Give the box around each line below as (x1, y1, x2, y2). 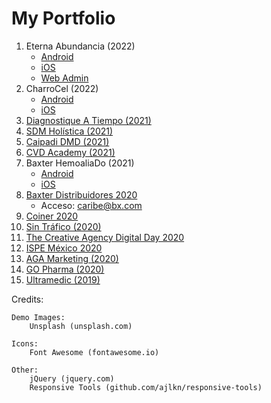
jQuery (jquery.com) (29, 373, 115, 384)
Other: (11, 365, 39, 375)
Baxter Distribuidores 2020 (25, 188, 138, 201)
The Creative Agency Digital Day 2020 (25, 231, 185, 243)
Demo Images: (11, 312, 66, 322)
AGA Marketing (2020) (25, 252, 119, 264)
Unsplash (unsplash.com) (29, 321, 133, 331)
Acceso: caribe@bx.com (40, 199, 143, 211)
